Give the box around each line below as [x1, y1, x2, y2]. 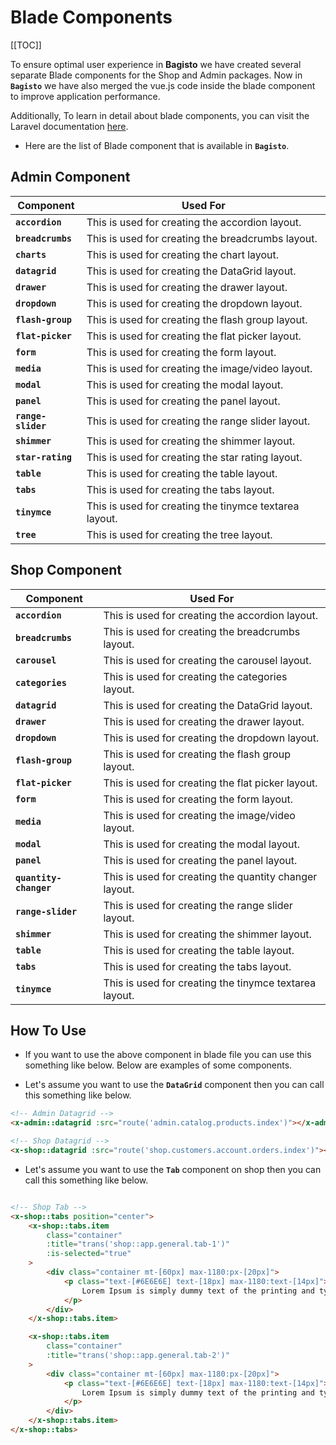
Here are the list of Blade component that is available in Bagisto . [24, 139, 290, 151]
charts [15, 249, 47, 260]
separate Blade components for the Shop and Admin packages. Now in [10, 69, 303, 81]
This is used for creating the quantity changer [103, 869, 318, 883]
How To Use [10, 1022, 87, 1039]
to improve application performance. [10, 90, 161, 102]
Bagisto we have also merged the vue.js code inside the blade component [10, 79, 316, 91]
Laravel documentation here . [10, 120, 129, 132]
